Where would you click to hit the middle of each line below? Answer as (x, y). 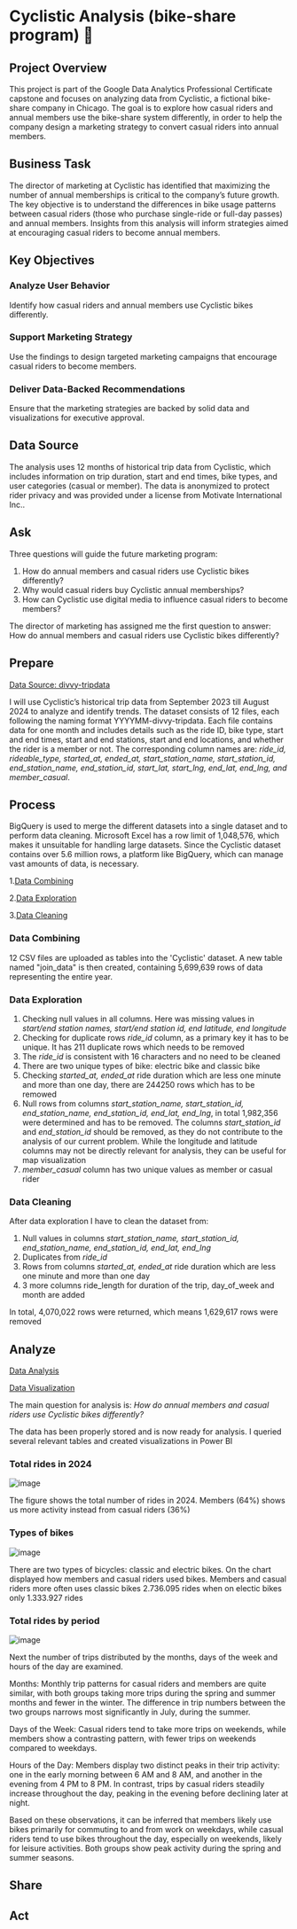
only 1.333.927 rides (46, 1597)
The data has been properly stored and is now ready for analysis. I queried (145, 1432)
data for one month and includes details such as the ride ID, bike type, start (146, 730)
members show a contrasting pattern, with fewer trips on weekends (133, 1738)
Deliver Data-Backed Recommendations (98, 389)
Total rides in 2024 (51, 1464)
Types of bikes (42, 1533)
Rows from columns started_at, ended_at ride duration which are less (149, 1267)
